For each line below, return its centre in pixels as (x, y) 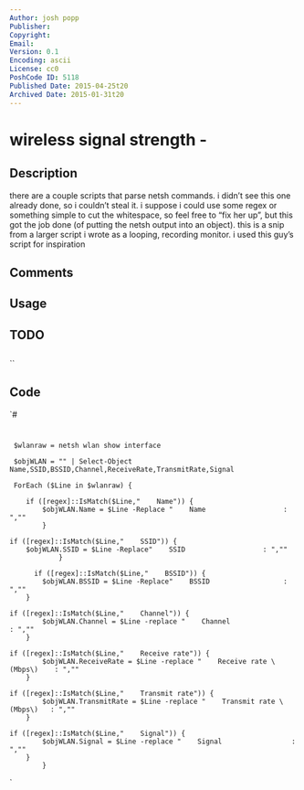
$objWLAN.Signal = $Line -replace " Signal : (169, 742)
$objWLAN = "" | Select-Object (73, 462)
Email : (22, 43)
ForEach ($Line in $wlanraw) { (73, 486)
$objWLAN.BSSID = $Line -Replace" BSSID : (165, 582)
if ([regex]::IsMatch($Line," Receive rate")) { (110, 654)
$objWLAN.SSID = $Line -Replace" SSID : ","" (157, 550)
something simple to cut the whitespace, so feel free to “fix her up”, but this (152, 215)
